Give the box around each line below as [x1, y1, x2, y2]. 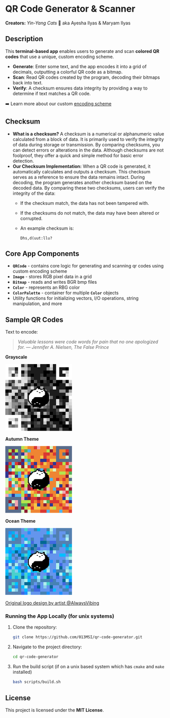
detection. [12, 158, 34, 164]
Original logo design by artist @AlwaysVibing [5, 600, 99, 606]
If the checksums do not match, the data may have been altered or [20, 210, 160, 216]
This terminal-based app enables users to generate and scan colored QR [5, 48, 160, 54]
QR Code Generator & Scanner [5, 3, 135, 15]
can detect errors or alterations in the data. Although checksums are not [12, 147, 164, 153]
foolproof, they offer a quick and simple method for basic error [12, 152, 144, 158]
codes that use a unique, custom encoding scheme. [5, 53, 114, 59]
